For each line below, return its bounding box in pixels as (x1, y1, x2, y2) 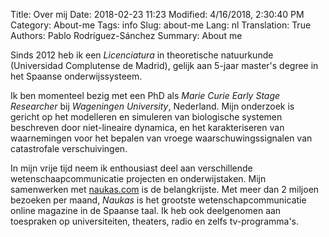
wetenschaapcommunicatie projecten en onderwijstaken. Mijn (10, 173, 267, 184)
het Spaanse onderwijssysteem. (10, 70, 143, 82)
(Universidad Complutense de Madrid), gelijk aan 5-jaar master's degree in (10, 60, 319, 71)
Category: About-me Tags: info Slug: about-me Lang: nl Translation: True (10, 19, 312, 31)
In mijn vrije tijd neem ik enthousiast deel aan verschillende (10, 162, 253, 174)
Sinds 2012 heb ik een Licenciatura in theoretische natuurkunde (10, 49, 274, 61)
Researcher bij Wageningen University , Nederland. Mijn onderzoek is (10, 100, 295, 112)
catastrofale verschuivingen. (10, 143, 128, 154)
